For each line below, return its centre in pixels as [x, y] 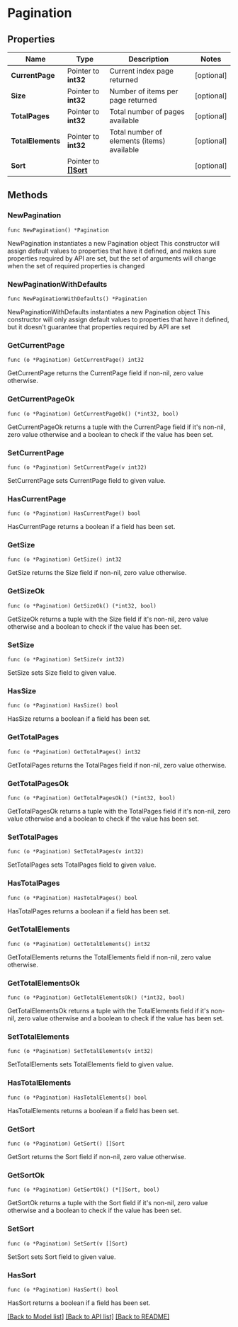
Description [148, 59]
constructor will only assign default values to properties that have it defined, [118, 319]
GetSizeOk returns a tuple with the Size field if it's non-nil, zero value [108, 619]
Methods [28, 195]
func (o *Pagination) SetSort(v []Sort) [68, 1243]
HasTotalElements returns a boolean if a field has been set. [93, 1110]
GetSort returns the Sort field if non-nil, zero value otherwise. [97, 1157]
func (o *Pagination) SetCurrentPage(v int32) [77, 467]
